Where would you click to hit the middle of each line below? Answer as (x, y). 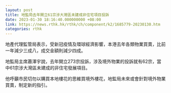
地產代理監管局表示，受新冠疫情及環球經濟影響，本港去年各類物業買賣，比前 (85, 44)
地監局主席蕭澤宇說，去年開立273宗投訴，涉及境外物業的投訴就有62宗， (81, 61)
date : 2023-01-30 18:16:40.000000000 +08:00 (53, 19)
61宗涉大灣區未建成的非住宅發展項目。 (50, 68)
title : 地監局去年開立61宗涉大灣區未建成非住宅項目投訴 (57, 15)
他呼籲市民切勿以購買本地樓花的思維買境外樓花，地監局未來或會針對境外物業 (85, 79)
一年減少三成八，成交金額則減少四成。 (45, 51)
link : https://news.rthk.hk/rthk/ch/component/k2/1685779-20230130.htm (83, 24)
